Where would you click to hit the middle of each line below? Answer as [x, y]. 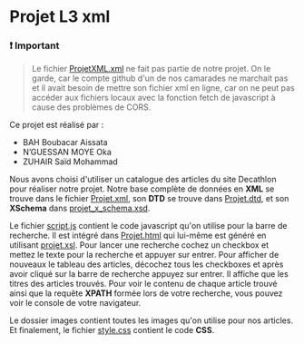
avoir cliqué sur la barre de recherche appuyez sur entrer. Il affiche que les [149, 274]
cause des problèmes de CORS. [91, 107]
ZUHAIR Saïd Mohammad [70, 162]
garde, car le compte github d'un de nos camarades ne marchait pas [160, 78]
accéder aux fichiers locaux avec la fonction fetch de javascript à [153, 98]
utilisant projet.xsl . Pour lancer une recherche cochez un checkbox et [139, 245]
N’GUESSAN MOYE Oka [67, 152]
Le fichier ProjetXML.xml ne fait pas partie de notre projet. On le [151, 69]
